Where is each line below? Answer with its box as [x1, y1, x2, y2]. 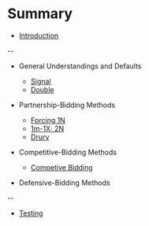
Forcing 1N [30, 115, 66, 124]
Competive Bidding [30, 162, 93, 172]
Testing [18, 208, 44, 217]
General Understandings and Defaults [18, 61, 142, 71]
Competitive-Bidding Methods [18, 147, 117, 157]
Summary [7, 5, 73, 23]
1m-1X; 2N [30, 124, 65, 133]
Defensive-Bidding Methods [18, 178, 111, 187]
